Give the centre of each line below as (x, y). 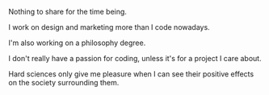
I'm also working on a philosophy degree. (77, 43)
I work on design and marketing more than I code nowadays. (109, 27)
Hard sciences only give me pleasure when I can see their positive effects (131, 74)
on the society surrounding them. (64, 83)
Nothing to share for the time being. (68, 12)
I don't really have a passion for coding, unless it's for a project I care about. (135, 58)
